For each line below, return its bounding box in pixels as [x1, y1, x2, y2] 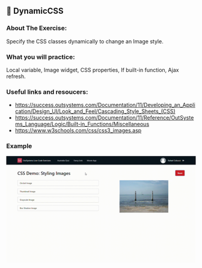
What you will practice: [6, 52, 75, 61]
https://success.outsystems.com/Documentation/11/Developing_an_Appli [14, 102, 195, 109]
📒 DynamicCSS [6, 6, 64, 16]
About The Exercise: [6, 24, 67, 32]
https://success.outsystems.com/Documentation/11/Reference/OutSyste [14, 114, 194, 121]
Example [6, 142, 32, 150]
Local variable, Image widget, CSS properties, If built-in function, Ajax [6, 66, 179, 73]
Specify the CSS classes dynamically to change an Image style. [6, 37, 164, 45]
